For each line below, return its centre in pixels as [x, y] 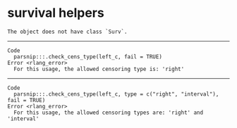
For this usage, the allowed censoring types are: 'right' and [108, 113]
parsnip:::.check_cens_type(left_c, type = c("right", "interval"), [116, 94]
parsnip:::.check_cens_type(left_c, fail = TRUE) [88, 57]
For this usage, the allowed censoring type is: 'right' [99, 69]
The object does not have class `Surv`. [68, 32]
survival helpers [56, 13]
